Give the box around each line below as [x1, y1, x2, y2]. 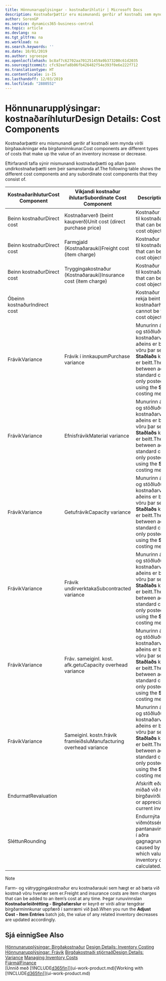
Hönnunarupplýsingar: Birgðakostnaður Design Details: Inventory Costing [5, 944, 154, 950]
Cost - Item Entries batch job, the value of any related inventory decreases [5, 911, 158, 917]
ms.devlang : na [5, 30, 37, 35]
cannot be [135, 307, 160, 314]
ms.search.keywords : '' [5, 44, 54, 49]
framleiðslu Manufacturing [64, 738, 124, 745]
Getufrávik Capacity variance [64, 509, 131, 516]
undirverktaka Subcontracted [64, 585, 131, 592]
